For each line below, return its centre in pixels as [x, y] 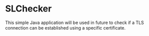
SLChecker [28, 9]
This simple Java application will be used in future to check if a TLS [74, 22]
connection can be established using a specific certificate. [65, 27]
